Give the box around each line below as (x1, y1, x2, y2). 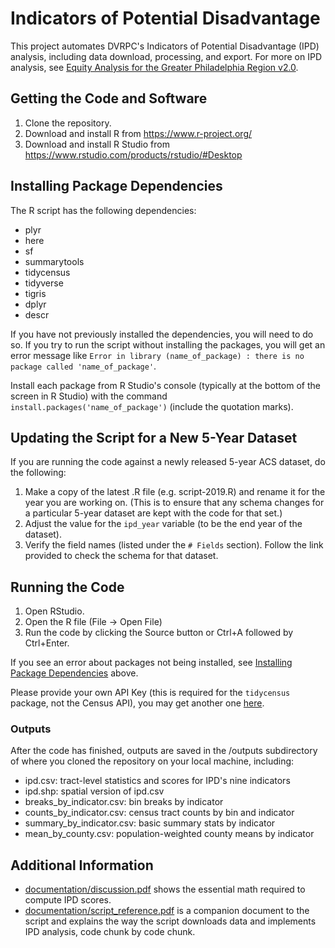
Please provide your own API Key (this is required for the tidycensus (10, 687, 291, 699)
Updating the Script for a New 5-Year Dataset (10, 429, 298, 446)
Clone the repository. (24, 117, 112, 129)
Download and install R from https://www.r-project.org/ (24, 127, 253, 139)
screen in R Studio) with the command (10, 390, 168, 402)
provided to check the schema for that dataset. (24, 550, 219, 562)
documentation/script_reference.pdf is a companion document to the (24, 905, 310, 917)
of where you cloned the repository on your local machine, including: (10, 755, 295, 767)
